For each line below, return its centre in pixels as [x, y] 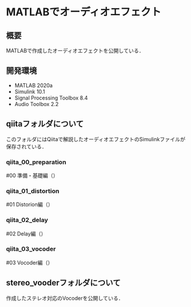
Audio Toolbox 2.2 [37, 104]
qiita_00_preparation [36, 162]
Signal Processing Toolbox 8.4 [51, 98]
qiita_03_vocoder [31, 249]
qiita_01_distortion [33, 191]
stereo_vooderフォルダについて [63, 283]
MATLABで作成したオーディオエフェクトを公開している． [75, 51]
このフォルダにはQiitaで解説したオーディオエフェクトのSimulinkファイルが [96, 139]
